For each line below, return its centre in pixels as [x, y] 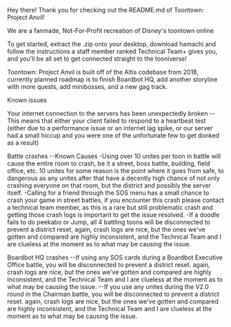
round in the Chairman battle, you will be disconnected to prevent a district [113, 294]
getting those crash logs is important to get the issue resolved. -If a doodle [113, 215]
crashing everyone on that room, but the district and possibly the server [109, 185]
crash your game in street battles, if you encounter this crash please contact [115, 200]
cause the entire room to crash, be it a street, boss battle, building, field [109, 163]
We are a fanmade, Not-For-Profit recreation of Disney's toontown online [110, 31]
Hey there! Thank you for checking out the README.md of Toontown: [106, 10]
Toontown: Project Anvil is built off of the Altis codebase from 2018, [103, 72]
